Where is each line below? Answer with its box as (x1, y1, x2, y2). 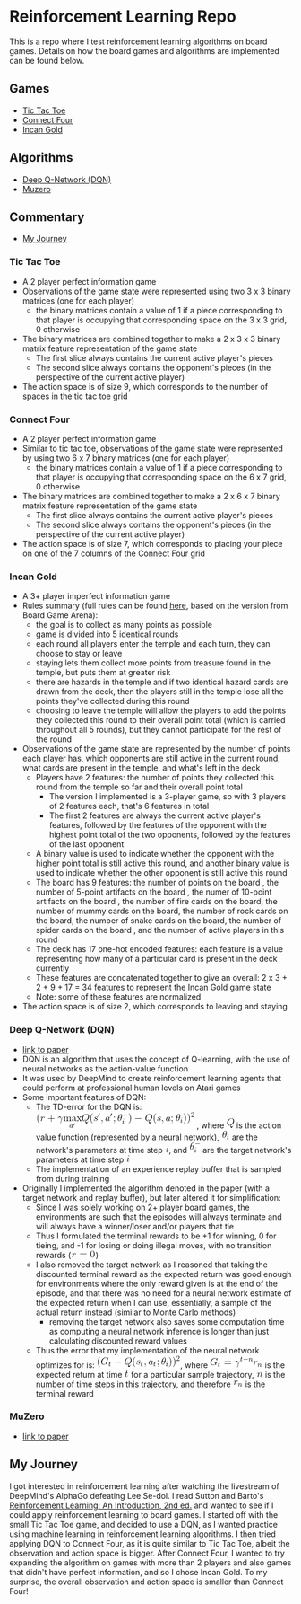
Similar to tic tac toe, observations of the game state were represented (21, 443, 284, 454)
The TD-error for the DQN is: (35, 1101, 142, 1112)
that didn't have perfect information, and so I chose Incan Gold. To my (9, 1566, 268, 1577)
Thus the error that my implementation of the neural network (35, 1344, 260, 1355)
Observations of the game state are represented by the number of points (21, 744, 291, 754)
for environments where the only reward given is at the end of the (35, 1278, 278, 1289)
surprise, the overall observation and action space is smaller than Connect (9, 1576, 284, 1587)
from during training (35, 1173, 110, 1184)
